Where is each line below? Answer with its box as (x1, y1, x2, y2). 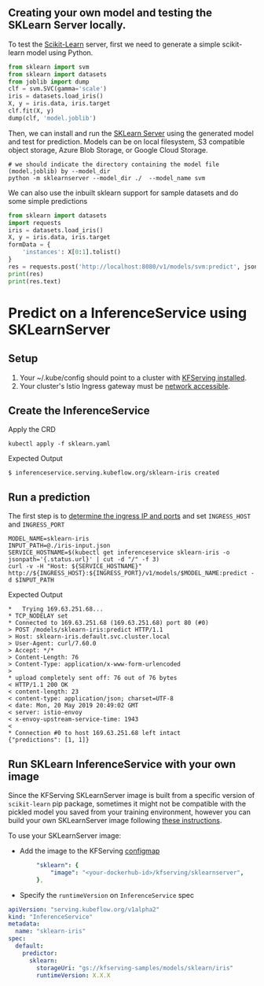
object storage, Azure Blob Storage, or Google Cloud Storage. (8, 145, 208, 154)
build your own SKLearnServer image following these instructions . (8, 816, 222, 825)
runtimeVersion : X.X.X (36, 971, 111, 979)
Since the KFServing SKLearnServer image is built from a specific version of (8, 791, 255, 800)
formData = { (8, 241, 51, 249)
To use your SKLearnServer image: (8, 831, 122, 840)
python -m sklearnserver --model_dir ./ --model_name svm (8, 174, 206, 182)
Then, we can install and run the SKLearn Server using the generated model (8, 128, 254, 138)
